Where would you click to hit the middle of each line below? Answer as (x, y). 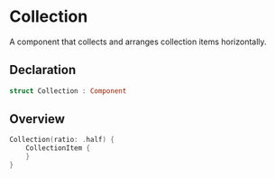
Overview (37, 119)
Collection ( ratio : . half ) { (62, 140)
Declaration (43, 70)
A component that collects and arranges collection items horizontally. (138, 42)
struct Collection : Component (68, 91)
